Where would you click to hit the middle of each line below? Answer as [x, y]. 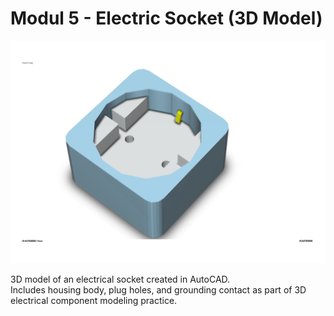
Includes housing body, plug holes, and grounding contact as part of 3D [158, 289]
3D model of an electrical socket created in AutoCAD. [120, 279]
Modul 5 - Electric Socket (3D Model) [166, 18]
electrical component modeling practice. [94, 300]
